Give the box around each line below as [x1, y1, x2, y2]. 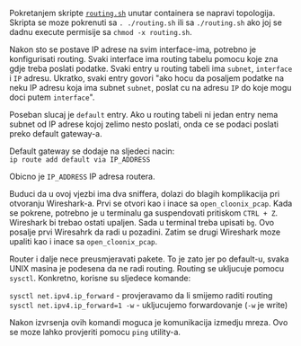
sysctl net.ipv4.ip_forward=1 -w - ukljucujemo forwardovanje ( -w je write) [9, 300, 288, 310]
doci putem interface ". [9, 92, 95, 102]
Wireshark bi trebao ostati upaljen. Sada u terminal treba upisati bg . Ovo [9, 217, 275, 227]
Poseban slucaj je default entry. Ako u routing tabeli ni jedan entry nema [9, 110, 279, 120]
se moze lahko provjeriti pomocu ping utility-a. [9, 327, 181, 337]
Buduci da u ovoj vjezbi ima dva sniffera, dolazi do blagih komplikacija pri [9, 189, 280, 199]
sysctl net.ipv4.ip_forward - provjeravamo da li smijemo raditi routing [9, 290, 273, 300]
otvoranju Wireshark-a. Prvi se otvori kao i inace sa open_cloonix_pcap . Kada [9, 198, 293, 208]
